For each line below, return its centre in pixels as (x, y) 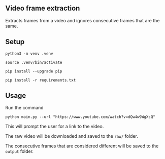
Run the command (25, 108)
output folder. (20, 151)
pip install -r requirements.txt (41, 80)
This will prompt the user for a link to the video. (55, 127)
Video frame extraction (43, 8)
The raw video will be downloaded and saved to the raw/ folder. (72, 136)
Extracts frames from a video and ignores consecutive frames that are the (82, 20)
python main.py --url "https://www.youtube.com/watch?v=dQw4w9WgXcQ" (80, 117)
